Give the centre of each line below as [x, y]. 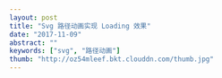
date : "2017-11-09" [46, 34]
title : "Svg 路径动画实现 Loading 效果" [80, 26]
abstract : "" [34, 43]
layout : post [34, 17]
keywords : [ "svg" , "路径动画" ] [65, 51]
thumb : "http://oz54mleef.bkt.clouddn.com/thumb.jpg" [112, 59]
